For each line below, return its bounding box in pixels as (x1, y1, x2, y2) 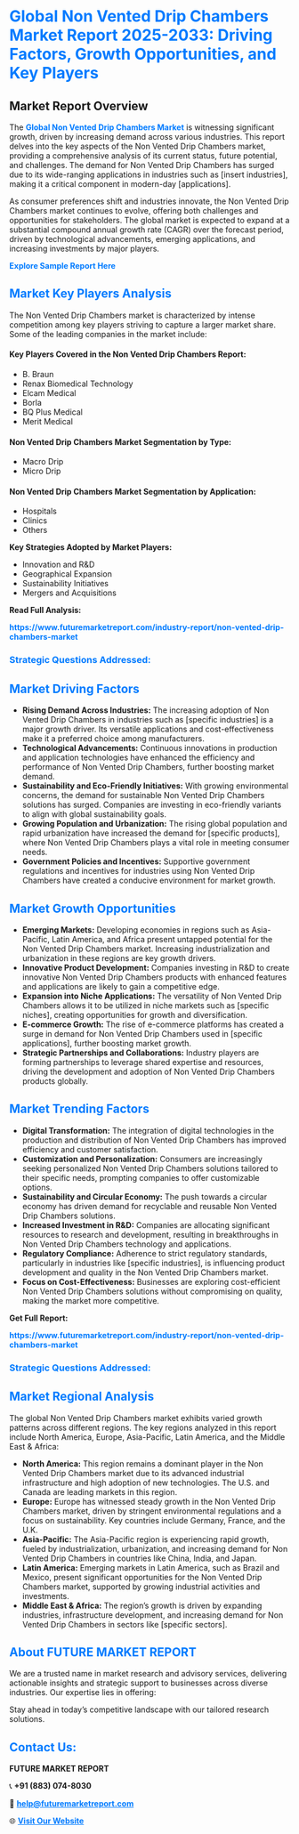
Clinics (21, 515, 47, 526)
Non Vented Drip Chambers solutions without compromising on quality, (21, 1286, 283, 1297)
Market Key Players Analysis (9, 287, 172, 302)
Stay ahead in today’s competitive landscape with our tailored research (9, 1704, 270, 1715)
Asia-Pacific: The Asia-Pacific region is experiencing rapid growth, (21, 1533, 270, 1545)
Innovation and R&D (21, 559, 95, 570)
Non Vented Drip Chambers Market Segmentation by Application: (9, 486, 256, 497)
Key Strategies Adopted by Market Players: (9, 542, 173, 553)
